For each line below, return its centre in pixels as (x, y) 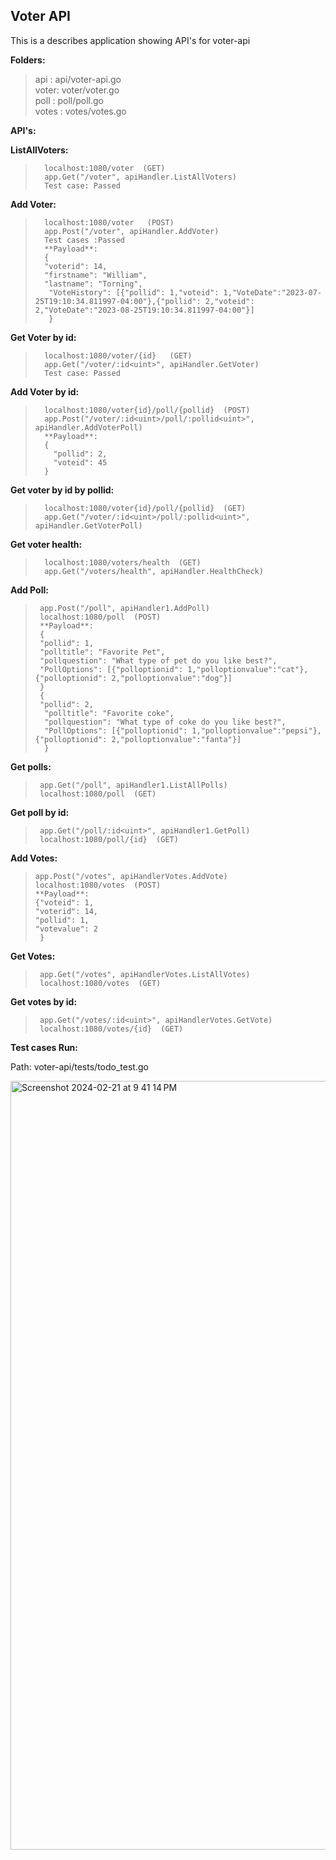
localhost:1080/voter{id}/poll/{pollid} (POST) (147, 410)
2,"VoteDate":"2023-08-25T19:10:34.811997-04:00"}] (144, 310)
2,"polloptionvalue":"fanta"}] (176, 739)
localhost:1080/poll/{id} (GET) (109, 839)
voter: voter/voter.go (77, 90)
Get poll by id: (40, 812)
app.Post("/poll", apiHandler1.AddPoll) (125, 608)
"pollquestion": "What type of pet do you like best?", (158, 660)
